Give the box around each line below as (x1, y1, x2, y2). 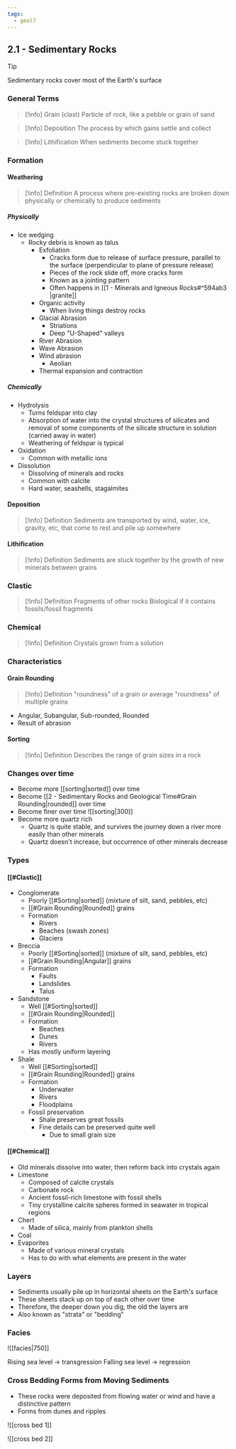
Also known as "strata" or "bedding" (17, 1310, 124, 1318)
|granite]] (49, 291, 77, 299)
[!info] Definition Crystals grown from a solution (24, 638, 164, 647)
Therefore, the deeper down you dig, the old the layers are (17, 1302, 189, 1311)
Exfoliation (38, 245, 70, 254)
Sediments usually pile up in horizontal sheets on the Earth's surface (17, 1287, 218, 1295)
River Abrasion (38, 336, 82, 345)
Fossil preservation (28, 1108, 84, 1117)
